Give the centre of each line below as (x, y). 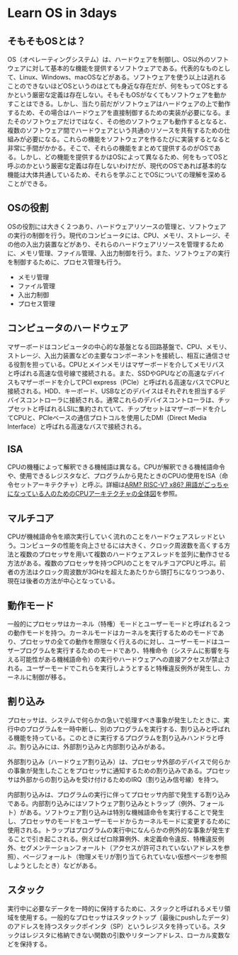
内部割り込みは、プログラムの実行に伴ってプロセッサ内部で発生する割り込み (119, 794)
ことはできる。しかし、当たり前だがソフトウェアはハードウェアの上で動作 (122, 104)
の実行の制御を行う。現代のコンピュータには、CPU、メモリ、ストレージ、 (116, 235)
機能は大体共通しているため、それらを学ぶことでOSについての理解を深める (117, 175)
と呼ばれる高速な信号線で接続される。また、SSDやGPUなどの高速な (107, 373)
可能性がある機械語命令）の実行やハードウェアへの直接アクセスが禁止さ (125, 659)
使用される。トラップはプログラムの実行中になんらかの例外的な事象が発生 (116, 830)
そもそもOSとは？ (47, 41)
